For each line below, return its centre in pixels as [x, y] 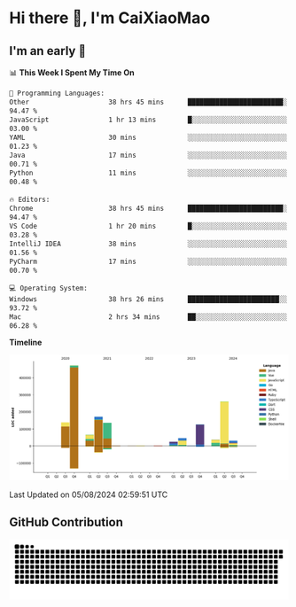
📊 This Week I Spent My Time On [72, 73]
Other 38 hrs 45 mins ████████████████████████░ [148, 102]
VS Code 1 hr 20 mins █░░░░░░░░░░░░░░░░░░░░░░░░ [148, 226]
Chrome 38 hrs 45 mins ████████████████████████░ [148, 208]
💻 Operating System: [49, 288]
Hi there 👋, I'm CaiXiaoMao [110, 18]
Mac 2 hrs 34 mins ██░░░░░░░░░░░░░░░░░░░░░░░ [148, 317]
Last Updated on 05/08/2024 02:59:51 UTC [89, 494]
